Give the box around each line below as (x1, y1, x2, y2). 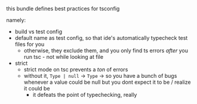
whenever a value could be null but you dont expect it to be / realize (23, 78, 191, 86)
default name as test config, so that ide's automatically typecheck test (14, 34, 188, 41)
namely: (6, 17, 26, 23)
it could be (23, 85, 50, 92)
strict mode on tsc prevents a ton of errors (23, 66, 128, 73)
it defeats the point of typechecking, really (32, 92, 137, 98)
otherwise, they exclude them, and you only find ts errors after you (23, 47, 189, 54)
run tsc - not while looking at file (23, 53, 103, 60)
